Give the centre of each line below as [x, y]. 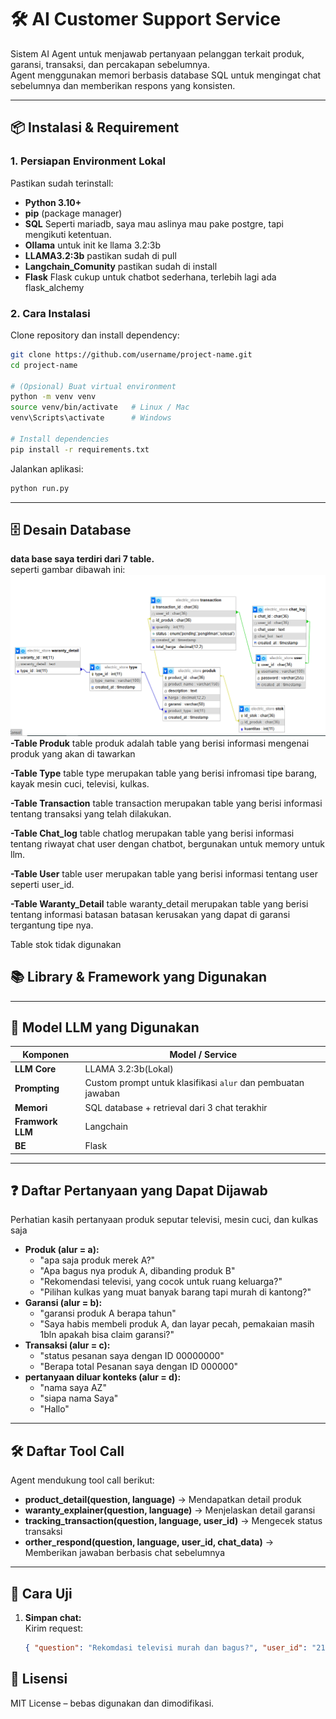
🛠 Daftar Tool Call [67, 1451]
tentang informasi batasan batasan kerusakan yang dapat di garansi [150, 914]
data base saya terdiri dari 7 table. [82, 559]
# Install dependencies [60, 439]
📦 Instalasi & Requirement [95, 127]
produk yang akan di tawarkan [73, 753]
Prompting [37, 1088]
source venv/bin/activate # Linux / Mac [100, 407]
